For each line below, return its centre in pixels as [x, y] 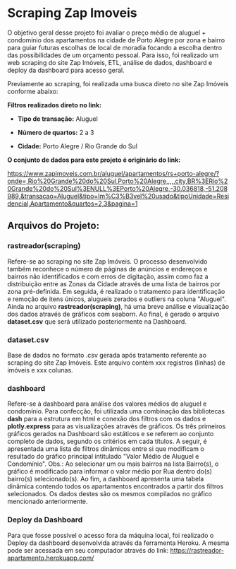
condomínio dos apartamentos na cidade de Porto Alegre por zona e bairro [116, 40]
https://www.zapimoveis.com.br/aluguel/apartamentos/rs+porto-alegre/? [113, 173]
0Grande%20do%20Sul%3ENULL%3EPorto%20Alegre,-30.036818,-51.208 [117, 188]
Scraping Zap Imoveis [72, 13]
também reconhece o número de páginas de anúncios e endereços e [107, 269]
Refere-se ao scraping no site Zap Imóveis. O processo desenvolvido [107, 261]
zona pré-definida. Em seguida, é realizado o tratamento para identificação [116, 291]
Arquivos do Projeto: [54, 226]
